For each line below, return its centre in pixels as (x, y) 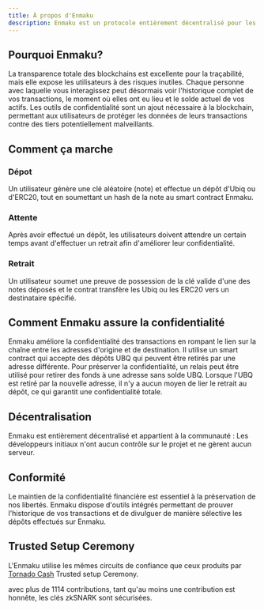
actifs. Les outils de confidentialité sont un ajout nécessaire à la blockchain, (131, 107)
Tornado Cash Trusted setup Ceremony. (74, 574)
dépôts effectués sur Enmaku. (57, 522)
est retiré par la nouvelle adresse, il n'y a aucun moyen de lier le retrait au (128, 383)
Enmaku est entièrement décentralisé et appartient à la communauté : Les (128, 436)
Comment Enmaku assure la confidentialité (117, 322)
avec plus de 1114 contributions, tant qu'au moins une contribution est (122, 589)
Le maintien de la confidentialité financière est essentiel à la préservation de (132, 497)
